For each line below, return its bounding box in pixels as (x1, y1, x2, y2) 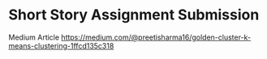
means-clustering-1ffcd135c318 (8, 40, 114, 50)
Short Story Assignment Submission (8, 6, 260, 24)
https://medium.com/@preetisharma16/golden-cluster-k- (60, 32, 252, 42)
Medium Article (8, 32, 59, 42)
